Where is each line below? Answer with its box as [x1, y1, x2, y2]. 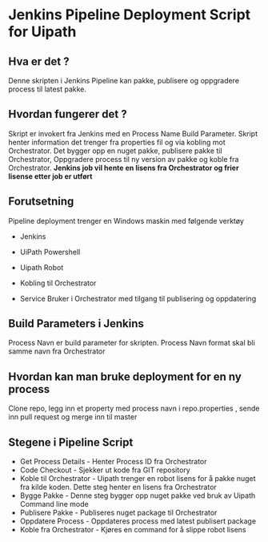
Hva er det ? [8, 55, 70, 68]
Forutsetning [8, 195, 74, 208]
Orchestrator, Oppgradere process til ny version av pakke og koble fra [8, 154, 239, 164]
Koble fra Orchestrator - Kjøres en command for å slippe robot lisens [19, 525, 246, 535]
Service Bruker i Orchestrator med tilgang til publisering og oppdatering [19, 293, 257, 303]
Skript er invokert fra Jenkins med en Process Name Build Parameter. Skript [8, 128, 258, 138]
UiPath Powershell [19, 247, 81, 257]
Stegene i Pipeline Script [8, 435, 134, 449]
